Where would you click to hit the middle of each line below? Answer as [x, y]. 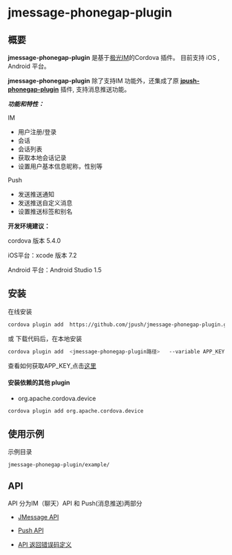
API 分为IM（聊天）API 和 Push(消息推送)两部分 [75, 503]
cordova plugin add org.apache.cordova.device [76, 411]
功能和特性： [26, 104]
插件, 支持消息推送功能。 [95, 89]
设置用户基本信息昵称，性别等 [60, 166]
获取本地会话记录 [42, 157]
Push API [31, 530]
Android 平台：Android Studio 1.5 [55, 270]
